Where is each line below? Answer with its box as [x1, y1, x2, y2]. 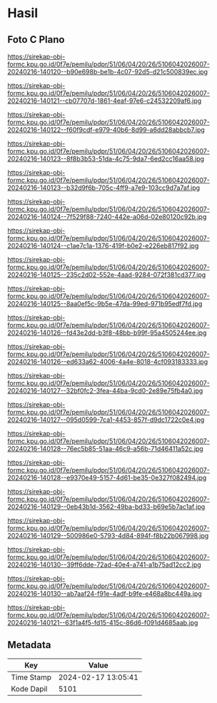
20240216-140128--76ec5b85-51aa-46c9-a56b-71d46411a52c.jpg [7, 445, 203, 452]
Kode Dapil [11, 684, 48, 694]
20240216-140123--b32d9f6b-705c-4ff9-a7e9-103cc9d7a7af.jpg [7, 183, 201, 192]
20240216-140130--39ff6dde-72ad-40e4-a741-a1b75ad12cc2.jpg [7, 560, 201, 569]
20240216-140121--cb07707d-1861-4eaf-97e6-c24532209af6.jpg [7, 96, 202, 105]
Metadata [7, 639, 51, 651]
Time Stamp [11, 672, 52, 682]
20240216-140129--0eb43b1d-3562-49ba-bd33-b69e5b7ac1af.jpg [7, 502, 206, 511]
